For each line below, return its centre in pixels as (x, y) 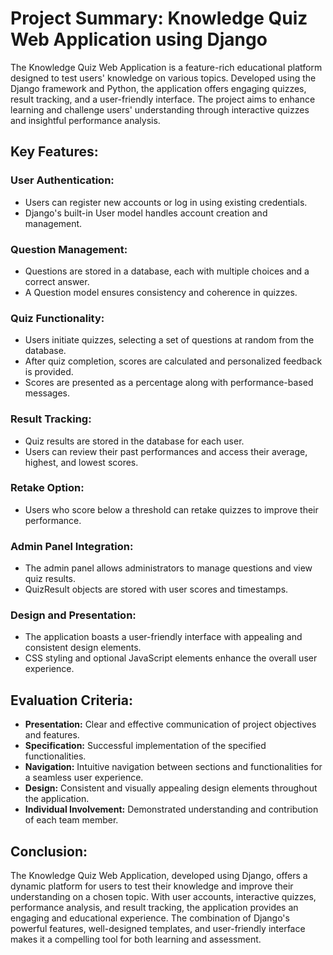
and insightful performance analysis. (85, 120)
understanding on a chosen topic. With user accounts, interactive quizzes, (163, 897)
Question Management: (69, 249)
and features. (52, 735)
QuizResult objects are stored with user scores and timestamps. (156, 589)
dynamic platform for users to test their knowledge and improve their (152, 886)
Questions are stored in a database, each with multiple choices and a (167, 271)
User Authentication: (62, 180)
